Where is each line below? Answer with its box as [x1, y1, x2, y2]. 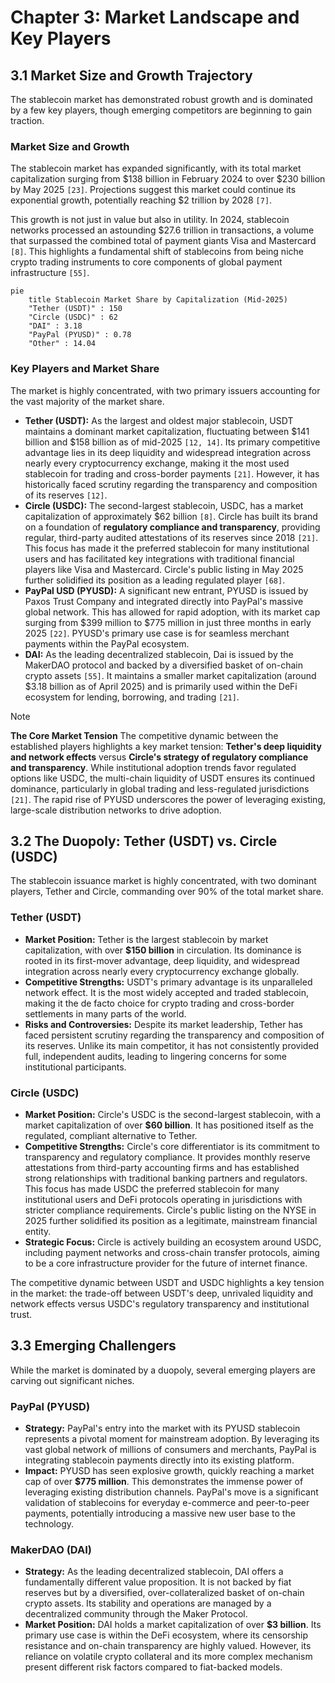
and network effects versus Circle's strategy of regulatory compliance [10, 751, 309, 763]
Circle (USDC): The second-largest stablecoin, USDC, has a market [24, 499, 304, 511]
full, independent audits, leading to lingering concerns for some [24, 1050, 287, 1062]
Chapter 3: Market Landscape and [10, 6, 300, 29]
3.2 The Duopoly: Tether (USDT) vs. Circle [10, 832, 278, 850]
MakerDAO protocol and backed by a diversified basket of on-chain [24, 659, 303, 671]
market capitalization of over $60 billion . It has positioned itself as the [24, 1119, 314, 1131]
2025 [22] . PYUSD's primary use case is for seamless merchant [24, 627, 290, 639]
